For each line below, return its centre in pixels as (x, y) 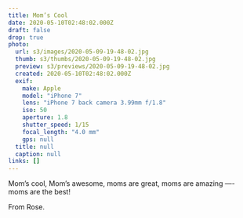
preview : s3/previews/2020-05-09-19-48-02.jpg (92, 67)
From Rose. (27, 207)
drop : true (26, 37)
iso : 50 (34, 111)
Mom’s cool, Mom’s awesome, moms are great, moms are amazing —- (121, 183)
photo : (19, 45)
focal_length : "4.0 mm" (61, 132)
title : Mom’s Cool (38, 15)
